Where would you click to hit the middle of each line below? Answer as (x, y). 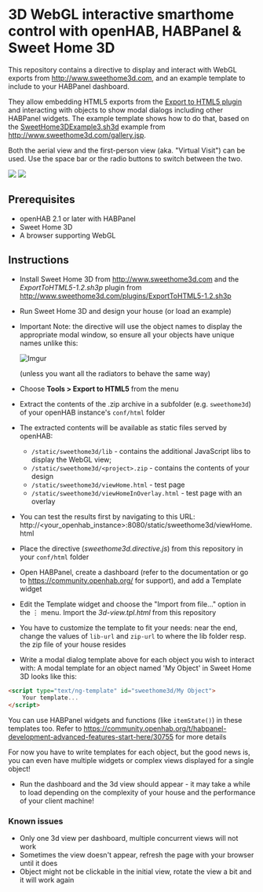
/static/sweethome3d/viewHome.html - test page (108, 485)
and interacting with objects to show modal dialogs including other (116, 110)
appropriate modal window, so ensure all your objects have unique (127, 334)
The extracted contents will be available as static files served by (123, 427)
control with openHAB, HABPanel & (125, 31)
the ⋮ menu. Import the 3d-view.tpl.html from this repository (118, 612)
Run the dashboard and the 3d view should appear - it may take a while (135, 784)
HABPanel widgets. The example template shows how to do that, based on (129, 118)
